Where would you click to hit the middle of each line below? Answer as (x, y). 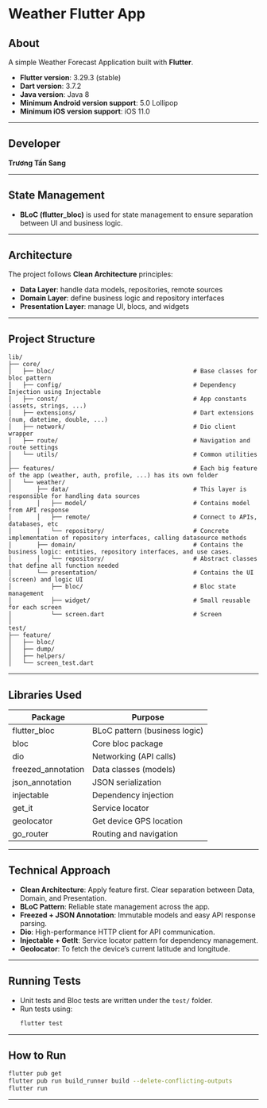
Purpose (148, 717)
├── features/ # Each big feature (133, 469)
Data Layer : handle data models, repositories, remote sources (121, 290)
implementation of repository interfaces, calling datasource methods (128, 538)
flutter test (41, 1023)
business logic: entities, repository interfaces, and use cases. (120, 552)
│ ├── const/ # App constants (128, 399)
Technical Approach (60, 871)
